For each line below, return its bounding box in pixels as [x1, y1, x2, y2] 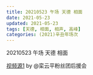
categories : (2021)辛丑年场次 [6, 32, 78, 38]
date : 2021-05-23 [6, 15, 50, 21]
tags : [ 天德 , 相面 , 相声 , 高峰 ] [6, 26, 81, 32]
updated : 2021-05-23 [6, 20, 59, 26]
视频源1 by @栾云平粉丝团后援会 [6, 62, 87, 70]
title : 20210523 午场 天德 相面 [6, 9, 83, 15]
